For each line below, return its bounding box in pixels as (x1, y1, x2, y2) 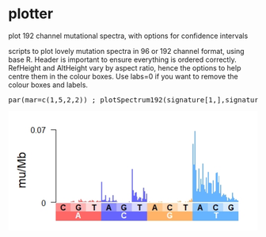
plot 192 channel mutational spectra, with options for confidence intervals (8, 31, 249, 40)
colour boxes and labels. (8, 80, 89, 90)
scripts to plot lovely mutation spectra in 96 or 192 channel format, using (8, 46, 245, 55)
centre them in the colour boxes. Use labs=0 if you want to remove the (8, 71, 239, 81)
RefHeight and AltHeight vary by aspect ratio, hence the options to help (8, 63, 241, 72)
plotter (8, 5, 54, 23)
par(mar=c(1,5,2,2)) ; (8, 95, 97, 104)
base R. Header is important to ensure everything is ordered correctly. (8, 55, 237, 64)
